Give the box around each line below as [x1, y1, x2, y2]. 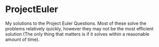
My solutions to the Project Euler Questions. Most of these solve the [5, 20, 147, 26]
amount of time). [5, 36, 40, 42]
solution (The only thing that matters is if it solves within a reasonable [5, 31, 150, 37]
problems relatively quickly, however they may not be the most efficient [5, 25, 154, 31]
